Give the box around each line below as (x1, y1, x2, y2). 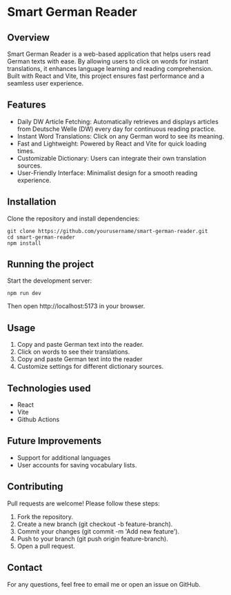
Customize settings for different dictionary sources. (17, 363, 164, 371)
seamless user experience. (7, 79, 84, 87)
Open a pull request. (17, 542, 76, 550)
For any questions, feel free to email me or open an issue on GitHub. (7, 580, 201, 588)
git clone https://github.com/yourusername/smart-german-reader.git (7, 228, 208, 234)
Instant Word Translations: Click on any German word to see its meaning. (17, 132, 224, 140)
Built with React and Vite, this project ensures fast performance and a (7, 72, 205, 80)
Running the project (7, 259, 94, 270)
